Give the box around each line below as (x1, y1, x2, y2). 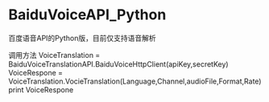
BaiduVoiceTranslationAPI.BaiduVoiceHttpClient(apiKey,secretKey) (8, 59, 229, 69)
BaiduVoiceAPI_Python (8, 6, 167, 24)
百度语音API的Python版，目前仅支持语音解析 (8, 33, 156, 43)
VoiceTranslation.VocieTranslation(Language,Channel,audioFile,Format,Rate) (8, 76, 262, 86)
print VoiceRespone (8, 84, 74, 94)
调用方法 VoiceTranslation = (8, 50, 101, 59)
